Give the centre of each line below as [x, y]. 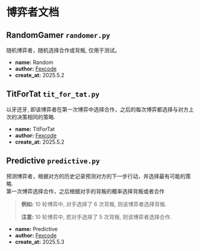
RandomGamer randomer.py [58, 35]
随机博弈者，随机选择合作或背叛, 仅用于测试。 [63, 50]
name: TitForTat [35, 129]
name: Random [34, 62]
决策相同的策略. [36, 117]
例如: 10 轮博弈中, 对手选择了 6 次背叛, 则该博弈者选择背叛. [94, 204]
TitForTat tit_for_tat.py [53, 94]
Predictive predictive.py [53, 161]
